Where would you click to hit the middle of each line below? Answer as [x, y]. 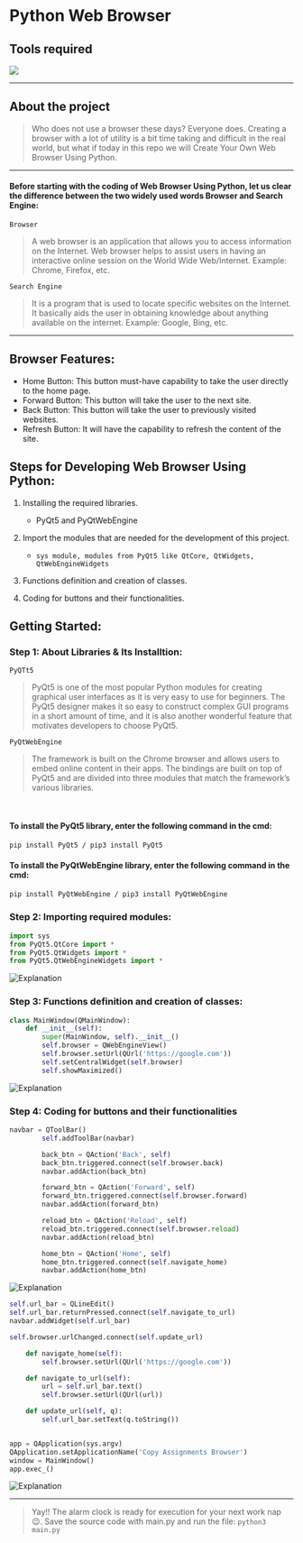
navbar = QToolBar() [48, 1130]
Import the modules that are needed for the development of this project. [156, 537]
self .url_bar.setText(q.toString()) [110, 1419]
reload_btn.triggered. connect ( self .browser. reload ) [141, 1229]
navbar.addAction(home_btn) [94, 1271]
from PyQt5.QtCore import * [62, 944]
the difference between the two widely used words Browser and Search [147, 196]
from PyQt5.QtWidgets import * [68, 952]
